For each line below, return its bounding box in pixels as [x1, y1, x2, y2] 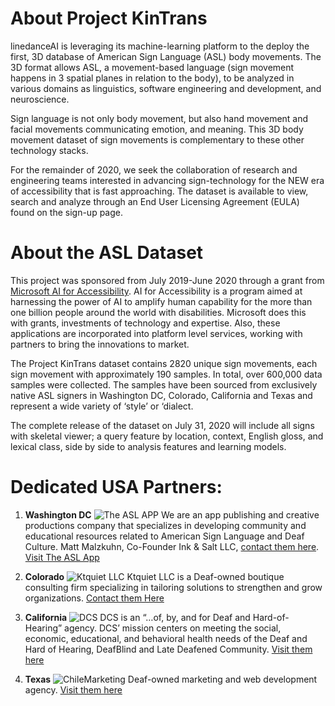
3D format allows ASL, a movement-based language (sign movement [10, 61, 295, 73]
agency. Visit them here [24, 683, 123, 696]
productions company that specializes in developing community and [24, 519, 307, 531]
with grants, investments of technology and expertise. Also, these [10, 317, 281, 329]
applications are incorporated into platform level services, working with [10, 327, 303, 339]
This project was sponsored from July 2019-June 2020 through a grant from [10, 274, 325, 286]
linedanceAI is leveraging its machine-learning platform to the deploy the [10, 40, 310, 52]
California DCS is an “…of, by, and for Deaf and [24, 611, 251, 623]
